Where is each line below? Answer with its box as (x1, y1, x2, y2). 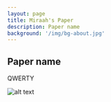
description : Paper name (7, 23, 80, 30)
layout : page (7, 10, 46, 17)
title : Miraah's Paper (7, 17, 74, 24)
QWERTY (7, 74, 34, 82)
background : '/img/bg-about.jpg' (7, 29, 105, 37)
